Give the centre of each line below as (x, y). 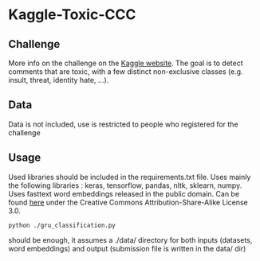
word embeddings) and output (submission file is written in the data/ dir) (127, 248)
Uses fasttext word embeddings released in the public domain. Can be (124, 193)
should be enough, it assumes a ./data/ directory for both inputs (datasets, (130, 240)
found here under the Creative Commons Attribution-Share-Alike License (128, 202)
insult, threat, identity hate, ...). (59, 80)
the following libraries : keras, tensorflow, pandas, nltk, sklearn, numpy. (125, 185)
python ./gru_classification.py (62, 225)
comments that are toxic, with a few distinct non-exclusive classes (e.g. (126, 72)
